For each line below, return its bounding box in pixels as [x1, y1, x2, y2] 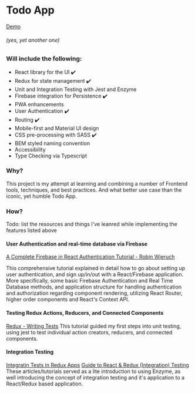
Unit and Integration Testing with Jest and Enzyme [14, 86, 137, 93]
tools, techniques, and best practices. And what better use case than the [6, 186, 182, 193]
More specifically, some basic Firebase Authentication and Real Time [6, 277, 173, 284]
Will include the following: [6, 55, 82, 63]
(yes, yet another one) [6, 36, 60, 43]
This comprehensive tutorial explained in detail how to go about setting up [6, 265, 186, 272]
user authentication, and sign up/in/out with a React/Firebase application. [6, 271, 184, 278]
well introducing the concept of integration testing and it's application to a [6, 374, 185, 381]
